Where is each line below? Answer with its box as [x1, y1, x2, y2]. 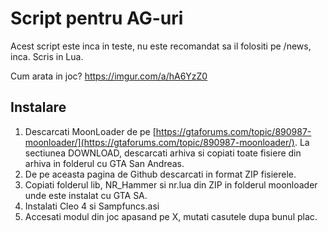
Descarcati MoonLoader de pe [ [24, 125, 157, 137]
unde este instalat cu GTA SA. [24, 189, 148, 201]
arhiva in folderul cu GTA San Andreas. [24, 157, 185, 169]
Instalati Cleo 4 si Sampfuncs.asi [24, 200, 160, 212]
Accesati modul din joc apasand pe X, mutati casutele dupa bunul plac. [24, 210, 318, 222]
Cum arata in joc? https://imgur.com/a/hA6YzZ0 [10, 70, 208, 82]
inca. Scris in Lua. [10, 50, 84, 62]
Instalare [10, 99, 67, 116]
